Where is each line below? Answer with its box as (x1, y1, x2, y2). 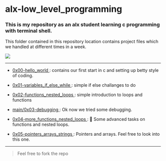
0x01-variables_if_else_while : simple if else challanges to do (12, 82, 136, 88)
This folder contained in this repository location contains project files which (5, 39, 159, 45)
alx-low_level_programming (5, 3, 123, 15)
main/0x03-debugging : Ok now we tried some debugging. (12, 107, 132, 112)
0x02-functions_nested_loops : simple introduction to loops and (12, 92, 143, 98)
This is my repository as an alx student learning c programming (5, 21, 160, 28)
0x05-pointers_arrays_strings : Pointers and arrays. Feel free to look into (12, 131, 160, 137)
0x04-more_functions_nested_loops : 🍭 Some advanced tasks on (12, 116, 145, 122)
